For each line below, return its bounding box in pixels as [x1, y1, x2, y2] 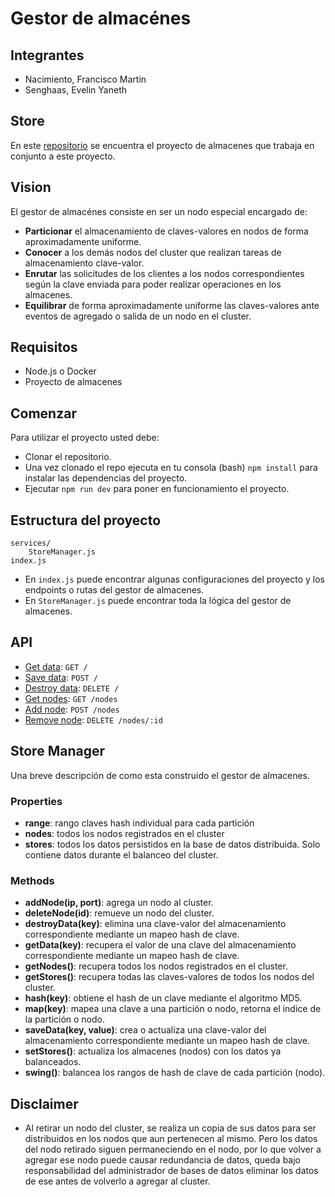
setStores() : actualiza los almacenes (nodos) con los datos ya [24, 1045, 282, 1057]
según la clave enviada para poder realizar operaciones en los [24, 278, 282, 290]
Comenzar [10, 405, 77, 422]
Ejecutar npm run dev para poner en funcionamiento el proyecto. [24, 483, 290, 495]
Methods [10, 873, 55, 887]
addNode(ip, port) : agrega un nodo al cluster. [24, 897, 214, 909]
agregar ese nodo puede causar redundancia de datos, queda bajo [24, 1154, 301, 1166]
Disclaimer [10, 1095, 79, 1112]
